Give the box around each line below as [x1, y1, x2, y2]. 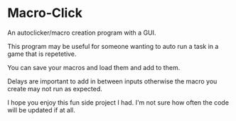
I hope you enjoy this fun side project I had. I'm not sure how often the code [7, 98, 230, 107]
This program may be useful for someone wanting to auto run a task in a [7, 42, 219, 50]
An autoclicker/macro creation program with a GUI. [7, 28, 156, 37]
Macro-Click [7, 5, 83, 21]
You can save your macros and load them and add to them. [7, 63, 181, 71]
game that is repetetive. [7, 50, 77, 58]
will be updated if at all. [7, 105, 76, 114]
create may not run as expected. [7, 84, 103, 93]
